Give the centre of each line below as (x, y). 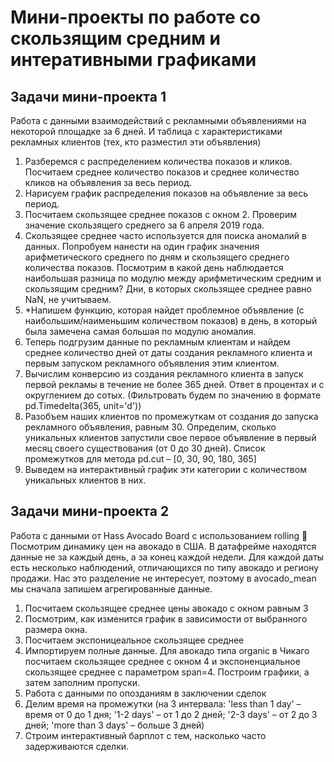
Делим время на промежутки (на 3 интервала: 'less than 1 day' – (163, 703)
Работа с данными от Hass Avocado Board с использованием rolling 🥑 (159, 535)
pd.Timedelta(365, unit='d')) (83, 405)
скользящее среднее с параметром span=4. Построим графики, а (167, 672)
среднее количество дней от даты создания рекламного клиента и (168, 352)
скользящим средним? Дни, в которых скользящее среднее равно (168, 289)
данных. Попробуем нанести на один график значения (142, 246)
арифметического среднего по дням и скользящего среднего (157, 257)
